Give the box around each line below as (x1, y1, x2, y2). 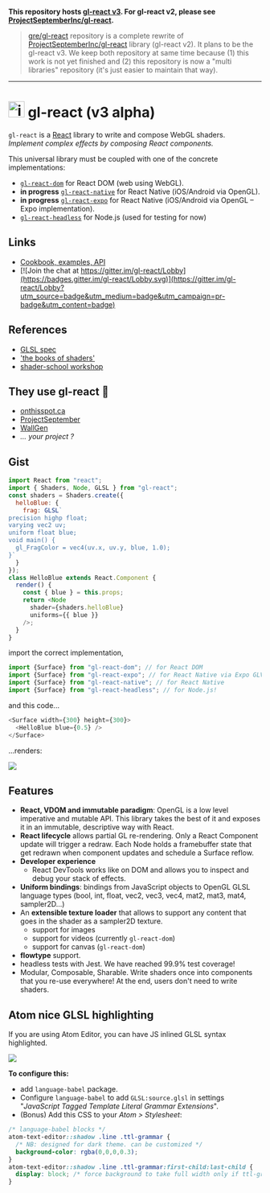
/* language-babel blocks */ (8, 1125, 106, 1133)
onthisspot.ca (19, 406, 66, 416)
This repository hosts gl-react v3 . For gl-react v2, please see (8, 7, 216, 16)
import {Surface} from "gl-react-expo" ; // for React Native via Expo (8, 671, 250, 679)
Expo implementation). (19, 204, 95, 213)
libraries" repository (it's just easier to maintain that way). (27, 65, 219, 75)
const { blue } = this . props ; (22, 589, 125, 597)
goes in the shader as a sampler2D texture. (19, 916, 163, 926)
